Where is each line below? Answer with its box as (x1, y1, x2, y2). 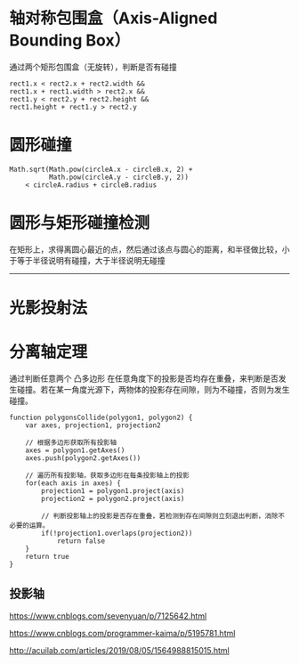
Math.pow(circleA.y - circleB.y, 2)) (48, 173, 190, 182)
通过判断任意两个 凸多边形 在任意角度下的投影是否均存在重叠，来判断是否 (9, 373, 279, 384)
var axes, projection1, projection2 (25, 420, 162, 430)
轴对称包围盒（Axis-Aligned (9, 8, 218, 28)
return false (56, 536, 105, 546)
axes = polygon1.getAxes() (25, 446, 125, 455)
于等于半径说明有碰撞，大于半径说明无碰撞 (9, 255, 166, 265)
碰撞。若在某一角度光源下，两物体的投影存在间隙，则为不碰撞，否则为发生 (16, 384, 290, 394)
